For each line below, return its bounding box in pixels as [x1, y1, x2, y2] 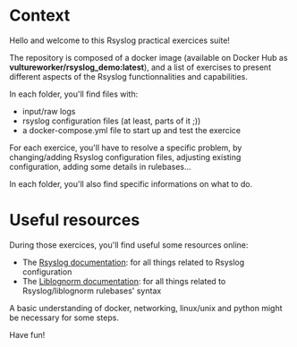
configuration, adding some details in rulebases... [9, 161, 191, 172]
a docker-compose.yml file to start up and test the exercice [21, 124, 242, 135]
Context [9, 5, 71, 26]
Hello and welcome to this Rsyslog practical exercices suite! [9, 35, 231, 46]
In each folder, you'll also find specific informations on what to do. [9, 178, 253, 189]
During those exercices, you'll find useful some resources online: [9, 239, 249, 250]
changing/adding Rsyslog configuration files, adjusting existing [9, 151, 242, 162]
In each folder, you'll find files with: [9, 89, 139, 99]
